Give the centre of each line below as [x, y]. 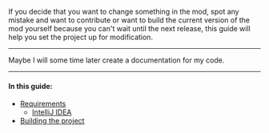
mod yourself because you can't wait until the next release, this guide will [129, 28]
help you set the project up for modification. [81, 37]
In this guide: [30, 86]
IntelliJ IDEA [52, 112]
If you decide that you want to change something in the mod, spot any [124, 12]
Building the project [52, 121]
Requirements [43, 104]
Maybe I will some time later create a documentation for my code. [116, 60]
